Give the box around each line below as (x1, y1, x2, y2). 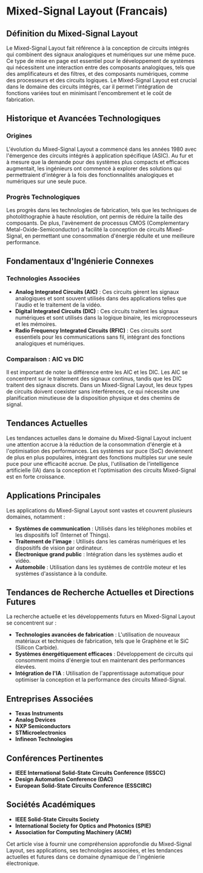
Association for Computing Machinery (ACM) (15, 828, 132, 835)
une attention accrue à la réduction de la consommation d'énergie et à (6, 440, 182, 448)
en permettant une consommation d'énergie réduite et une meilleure (24, 232, 195, 239)
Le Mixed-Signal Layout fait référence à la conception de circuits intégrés (6, 44, 190, 51)
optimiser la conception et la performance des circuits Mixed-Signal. (15, 676, 187, 683)
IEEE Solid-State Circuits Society (15, 815, 99, 823)
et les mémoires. (15, 320, 57, 328)
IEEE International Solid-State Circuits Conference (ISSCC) (15, 769, 166, 777)
